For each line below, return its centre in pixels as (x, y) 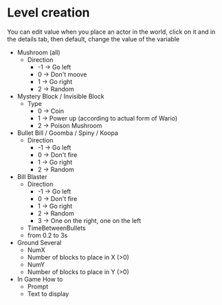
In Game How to (40, 279)
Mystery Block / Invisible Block (60, 96)
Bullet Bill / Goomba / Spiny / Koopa (67, 133)
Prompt (38, 286)
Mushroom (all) (38, 52)
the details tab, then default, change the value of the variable (93, 39)
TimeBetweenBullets (56, 228)
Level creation (49, 13)
